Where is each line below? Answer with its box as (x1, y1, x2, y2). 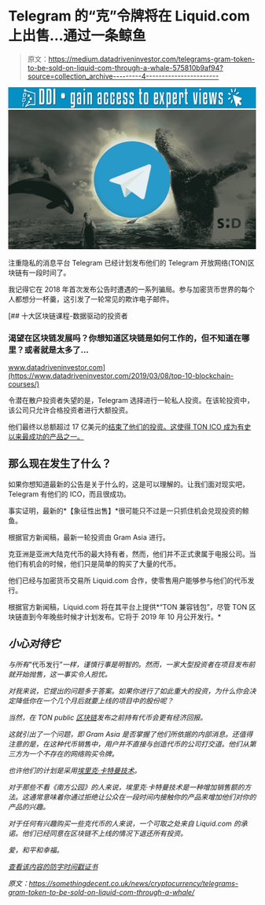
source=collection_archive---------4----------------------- (27, 71, 219, 81)
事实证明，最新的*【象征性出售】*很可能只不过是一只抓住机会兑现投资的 (8, 506, 243, 515)
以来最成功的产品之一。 (8, 431, 84, 441)
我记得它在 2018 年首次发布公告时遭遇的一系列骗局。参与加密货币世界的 (8, 284, 241, 294)
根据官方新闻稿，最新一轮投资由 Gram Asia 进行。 (8, 532, 170, 542)
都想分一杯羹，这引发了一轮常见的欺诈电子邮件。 (14, 294, 174, 303)
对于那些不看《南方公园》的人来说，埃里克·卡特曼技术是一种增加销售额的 (8, 782, 245, 792)
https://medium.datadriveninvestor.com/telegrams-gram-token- (48, 54, 256, 64)
